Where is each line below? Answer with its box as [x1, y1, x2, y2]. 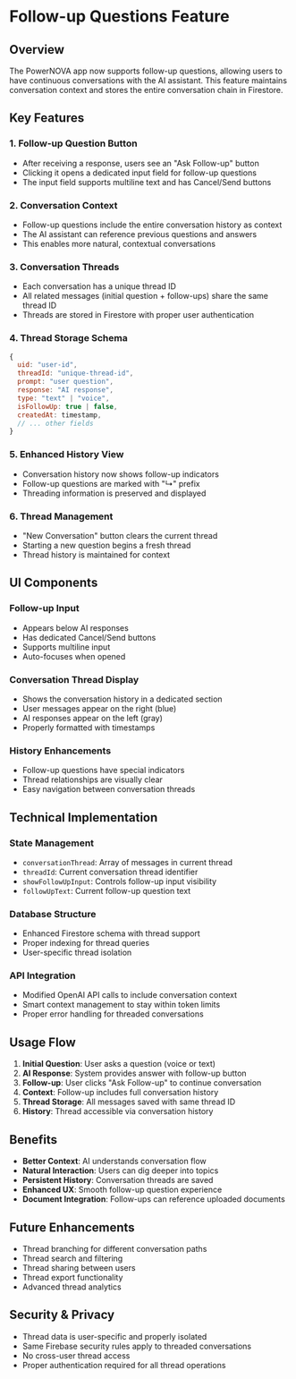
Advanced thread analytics [21, 1281, 123, 1292]
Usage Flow [9, 1034, 76, 1050]
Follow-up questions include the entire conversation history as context [21, 219, 283, 230]
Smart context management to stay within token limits [21, 1000, 221, 1010]
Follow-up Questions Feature [9, 6, 230, 27]
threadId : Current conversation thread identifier [21, 866, 199, 877]
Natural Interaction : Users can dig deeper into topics [21, 1165, 219, 1176]
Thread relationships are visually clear [21, 774, 164, 785]
